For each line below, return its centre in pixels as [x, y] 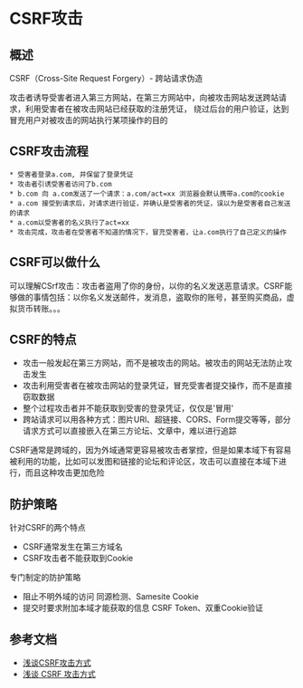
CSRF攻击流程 [49, 152]
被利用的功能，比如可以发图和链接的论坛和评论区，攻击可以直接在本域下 [144, 462]
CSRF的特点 [43, 340]
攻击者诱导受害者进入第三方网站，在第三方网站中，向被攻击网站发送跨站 [144, 97]
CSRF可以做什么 [55, 262]
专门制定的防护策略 [45, 578]
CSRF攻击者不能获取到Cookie [78, 559]
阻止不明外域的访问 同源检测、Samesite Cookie [110, 597]
